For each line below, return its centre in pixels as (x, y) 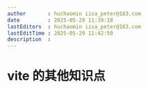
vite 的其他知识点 (56, 76)
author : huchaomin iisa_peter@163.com (74, 14)
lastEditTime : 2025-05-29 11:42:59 (60, 33)
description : (29, 40)
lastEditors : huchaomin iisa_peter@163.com (74, 26)
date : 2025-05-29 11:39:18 (60, 20)
